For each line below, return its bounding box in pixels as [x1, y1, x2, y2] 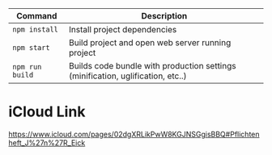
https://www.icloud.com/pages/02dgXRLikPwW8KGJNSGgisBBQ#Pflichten [8, 129, 261, 139]
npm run [12, 62, 42, 71]
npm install [12, 25, 59, 34]
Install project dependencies [68, 24, 177, 35]
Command [15, 10, 57, 21]
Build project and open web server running [68, 37, 232, 48]
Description [141, 10, 188, 21]
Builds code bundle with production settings [68, 61, 236, 71]
